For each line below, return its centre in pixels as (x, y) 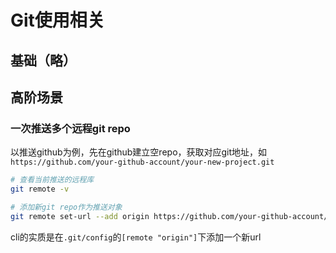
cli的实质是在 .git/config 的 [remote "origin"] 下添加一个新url (136, 237)
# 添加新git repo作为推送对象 (66, 207)
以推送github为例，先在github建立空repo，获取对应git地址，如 (139, 152)
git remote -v (40, 189)
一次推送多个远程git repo (70, 128)
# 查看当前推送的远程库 (52, 180)
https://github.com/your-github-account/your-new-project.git (142, 162)
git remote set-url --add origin (80, 216)
